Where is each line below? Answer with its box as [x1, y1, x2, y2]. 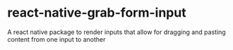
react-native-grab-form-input [7, 5, 186, 21]
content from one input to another [7, 35, 106, 43]
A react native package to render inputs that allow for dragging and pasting [7, 28, 226, 36]
